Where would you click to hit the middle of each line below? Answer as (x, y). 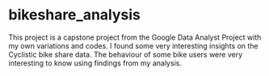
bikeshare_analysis (75, 15)
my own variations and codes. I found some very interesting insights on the (133, 45)
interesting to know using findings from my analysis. (95, 63)
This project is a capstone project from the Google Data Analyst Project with (135, 37)
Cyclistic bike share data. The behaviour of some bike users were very (126, 54)
